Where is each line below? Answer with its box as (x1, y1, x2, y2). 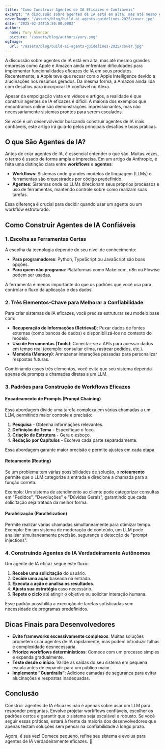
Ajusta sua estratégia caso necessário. (12, 586, 93, 592)
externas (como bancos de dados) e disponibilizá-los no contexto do (12, 330, 152, 336)
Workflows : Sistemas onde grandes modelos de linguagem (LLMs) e (12, 171, 152, 177)
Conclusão (5, 689, 39, 698)
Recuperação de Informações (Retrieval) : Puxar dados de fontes (12, 325, 145, 331)
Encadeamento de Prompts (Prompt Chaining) (5, 395, 101, 401)
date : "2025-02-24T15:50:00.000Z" (5, 21, 76, 26)
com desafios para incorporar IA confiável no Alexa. (5, 83, 110, 89)
